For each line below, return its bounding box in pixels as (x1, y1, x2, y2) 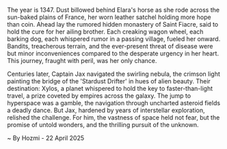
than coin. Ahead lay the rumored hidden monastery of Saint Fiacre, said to (7, 21, 219, 28)
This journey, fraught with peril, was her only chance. (7, 57, 157, 64)
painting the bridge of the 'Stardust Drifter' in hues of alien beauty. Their (7, 77, 211, 85)
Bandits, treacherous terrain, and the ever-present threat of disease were (7, 42, 213, 50)
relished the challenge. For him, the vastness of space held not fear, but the (7, 113, 220, 122)
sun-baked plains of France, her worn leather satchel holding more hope (7, 13, 211, 21)
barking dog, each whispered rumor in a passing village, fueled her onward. (7, 35, 221, 43)
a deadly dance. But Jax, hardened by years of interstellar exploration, (7, 106, 205, 114)
